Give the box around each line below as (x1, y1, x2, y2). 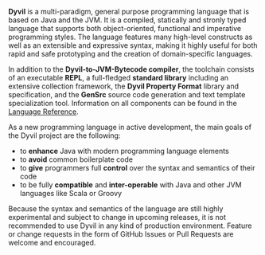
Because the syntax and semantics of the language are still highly (8, 204, 224, 214)
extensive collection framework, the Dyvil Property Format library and (8, 81, 240, 91)
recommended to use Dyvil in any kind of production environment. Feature (8, 221, 252, 230)
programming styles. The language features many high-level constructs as (8, 32, 253, 41)
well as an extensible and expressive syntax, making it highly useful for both (8, 41, 258, 50)
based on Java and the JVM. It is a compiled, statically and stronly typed (8, 15, 247, 25)
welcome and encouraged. (8, 238, 96, 247)
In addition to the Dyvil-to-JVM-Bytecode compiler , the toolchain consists (8, 65, 255, 74)
